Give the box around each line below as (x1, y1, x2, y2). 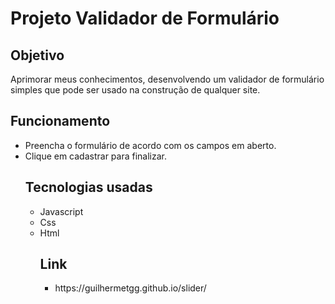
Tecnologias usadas (24, 179, 153, 196)
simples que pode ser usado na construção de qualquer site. (10, 84, 261, 96)
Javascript (39, 205, 84, 217)
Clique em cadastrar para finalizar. (24, 150, 168, 162)
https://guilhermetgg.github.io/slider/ (54, 282, 207, 294)
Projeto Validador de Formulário (10, 7, 280, 30)
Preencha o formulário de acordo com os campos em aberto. (24, 139, 277, 151)
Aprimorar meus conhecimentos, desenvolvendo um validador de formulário (10, 73, 325, 85)
